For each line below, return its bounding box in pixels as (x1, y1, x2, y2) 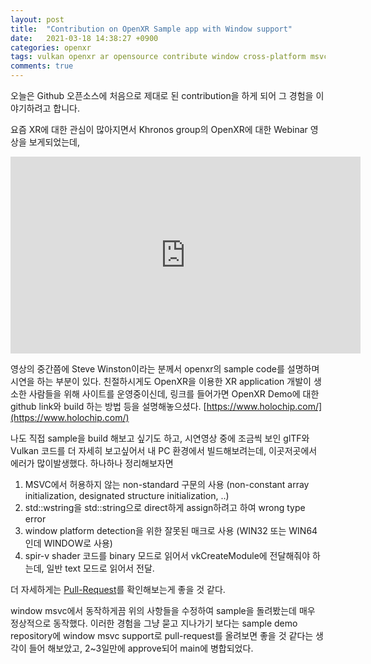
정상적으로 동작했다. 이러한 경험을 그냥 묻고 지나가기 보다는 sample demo (10, 617, 298, 629)
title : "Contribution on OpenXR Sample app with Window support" (10, 24, 293, 34)
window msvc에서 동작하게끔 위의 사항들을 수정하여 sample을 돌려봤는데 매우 (10, 605, 316, 616)
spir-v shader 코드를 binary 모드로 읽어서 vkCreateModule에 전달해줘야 (24, 550, 311, 561)
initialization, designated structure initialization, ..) (24, 490, 230, 501)
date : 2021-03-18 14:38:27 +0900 (10, 33, 159, 43)
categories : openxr (10, 42, 92, 53)
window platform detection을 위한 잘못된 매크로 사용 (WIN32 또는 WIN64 (24, 525, 318, 536)
